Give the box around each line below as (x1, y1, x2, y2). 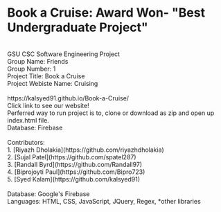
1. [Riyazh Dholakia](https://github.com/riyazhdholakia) (7, 145, 164, 154)
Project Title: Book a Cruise (7, 71, 85, 80)
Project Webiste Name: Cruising (7, 79, 98, 87)
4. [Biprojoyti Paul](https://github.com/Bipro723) (7, 168, 145, 176)
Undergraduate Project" (7, 19, 149, 35)
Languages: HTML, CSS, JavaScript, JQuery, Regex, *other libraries (7, 197, 201, 205)
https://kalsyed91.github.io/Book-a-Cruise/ (7, 94, 130, 102)
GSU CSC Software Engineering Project (7, 50, 120, 58)
